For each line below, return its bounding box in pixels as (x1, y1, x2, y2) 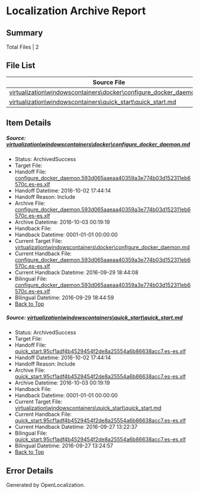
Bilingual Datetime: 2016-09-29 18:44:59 (14, 294, 114, 301)
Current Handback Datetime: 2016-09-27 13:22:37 (14, 424, 138, 431)
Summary (6, 28, 43, 38)
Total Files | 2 (6, 43, 39, 50)
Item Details (6, 118, 52, 128)
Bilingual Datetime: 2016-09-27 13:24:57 (14, 442, 114, 450)
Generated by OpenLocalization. (6, 481, 85, 488)
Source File (92, 78, 126, 86)
